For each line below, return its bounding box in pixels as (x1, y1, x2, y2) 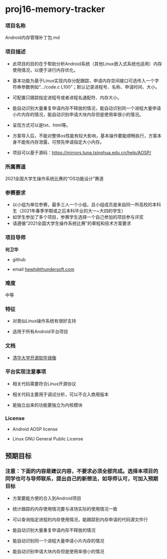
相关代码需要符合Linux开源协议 (12, 380, 76, 386)
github (12, 256, 26, 262)
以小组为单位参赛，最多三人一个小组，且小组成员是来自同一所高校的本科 (12, 202, 161, 208)
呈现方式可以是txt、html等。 (12, 122, 71, 128)
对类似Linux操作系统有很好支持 (12, 318, 76, 324)
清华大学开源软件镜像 (12, 354, 56, 361)
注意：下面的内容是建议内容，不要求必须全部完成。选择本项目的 (5, 468, 159, 475)
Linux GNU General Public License (12, 436, 83, 442)
